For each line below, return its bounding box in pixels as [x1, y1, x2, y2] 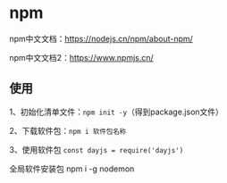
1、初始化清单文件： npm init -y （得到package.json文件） [9, 106, 223, 117]
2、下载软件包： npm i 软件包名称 [9, 125, 127, 136]
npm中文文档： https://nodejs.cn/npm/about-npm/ [9, 33, 194, 44]
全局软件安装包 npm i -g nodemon [9, 163, 135, 174]
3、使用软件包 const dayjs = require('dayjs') [9, 144, 184, 154]
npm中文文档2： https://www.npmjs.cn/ [9, 52, 154, 62]
